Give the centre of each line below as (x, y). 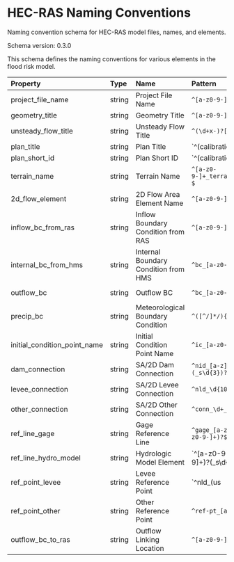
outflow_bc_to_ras (41, 539)
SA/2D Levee (157, 385)
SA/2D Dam (155, 364)
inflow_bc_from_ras (43, 227)
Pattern (204, 83)
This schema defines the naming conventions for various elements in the (111, 59)
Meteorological (160, 307)
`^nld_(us (206, 482)
